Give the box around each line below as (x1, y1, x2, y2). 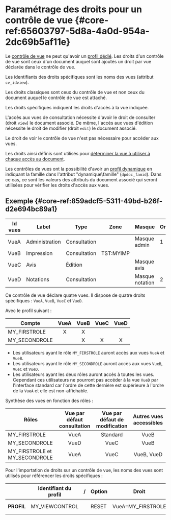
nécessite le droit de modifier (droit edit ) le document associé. (5, 125, 137, 131)
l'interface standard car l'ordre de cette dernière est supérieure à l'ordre (12, 382, 164, 388)
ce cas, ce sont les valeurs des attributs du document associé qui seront (5, 176, 158, 182)
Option (91, 488, 108, 495)
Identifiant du (38, 484, 72, 491)
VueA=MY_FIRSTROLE (112, 503, 166, 510)
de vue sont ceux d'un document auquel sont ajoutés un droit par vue (5, 58, 152, 64)
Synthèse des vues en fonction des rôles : (5, 397, 94, 404)
